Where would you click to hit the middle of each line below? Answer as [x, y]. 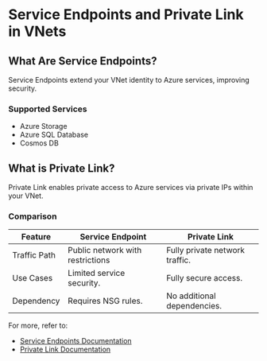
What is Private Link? [62, 168]
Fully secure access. [205, 278]
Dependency [36, 301]
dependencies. [194, 306]
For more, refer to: [38, 326]
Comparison [33, 216]
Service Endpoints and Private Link [126, 15]
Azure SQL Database [54, 135]
